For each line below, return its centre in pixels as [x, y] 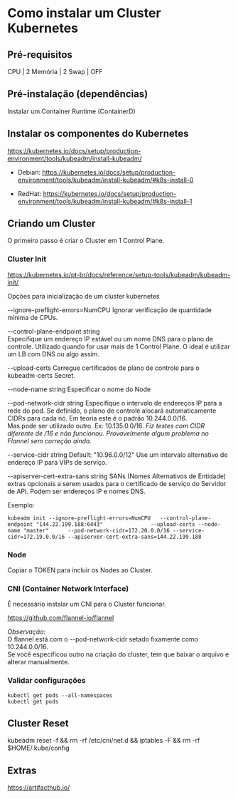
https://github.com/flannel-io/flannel [61, 618]
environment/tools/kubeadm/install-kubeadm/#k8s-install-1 [105, 201]
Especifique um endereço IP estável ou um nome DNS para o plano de [110, 339]
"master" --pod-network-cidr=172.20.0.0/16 [97, 530]
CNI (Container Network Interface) [68, 588]
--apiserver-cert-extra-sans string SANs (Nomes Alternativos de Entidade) [117, 476]
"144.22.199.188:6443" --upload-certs [115, 524]
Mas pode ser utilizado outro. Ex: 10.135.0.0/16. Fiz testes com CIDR [106, 426]
